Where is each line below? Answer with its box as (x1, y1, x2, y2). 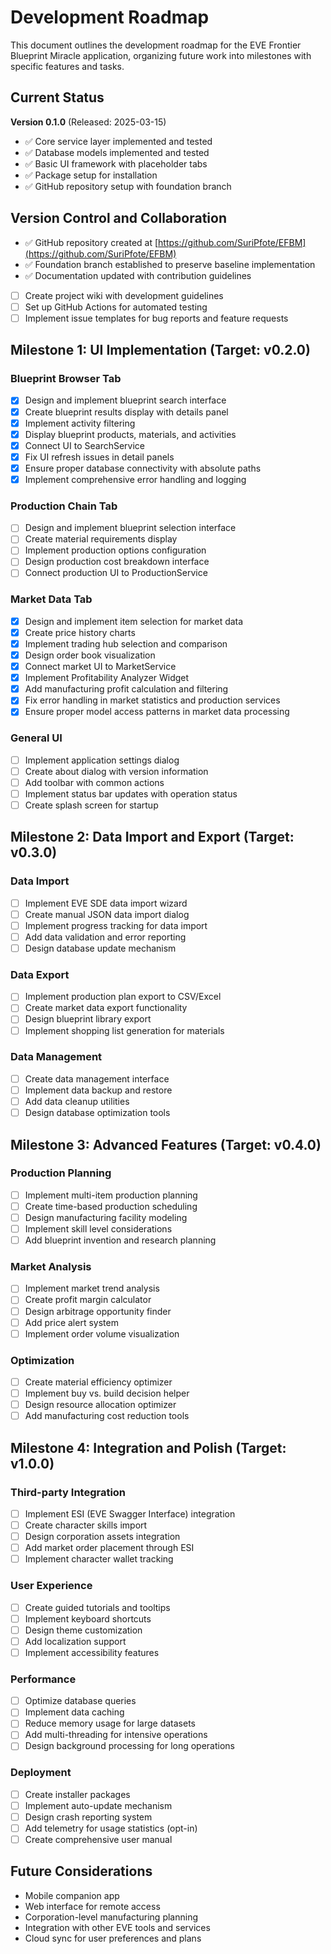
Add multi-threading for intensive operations (24, 1729, 208, 1741)
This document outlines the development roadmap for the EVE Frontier (10, 39, 302, 51)
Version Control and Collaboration (10, 210, 227, 227)
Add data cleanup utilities (24, 1095, 130, 1107)
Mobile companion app (24, 1889, 120, 1901)
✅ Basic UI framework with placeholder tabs (24, 157, 208, 170)
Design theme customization (24, 1624, 143, 1636)
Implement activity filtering (24, 417, 136, 429)
